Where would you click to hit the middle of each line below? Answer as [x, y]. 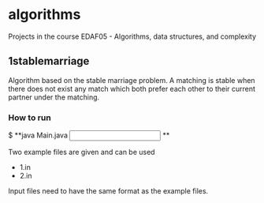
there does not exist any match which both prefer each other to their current [132, 88]
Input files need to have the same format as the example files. [108, 191]
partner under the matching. [54, 97]
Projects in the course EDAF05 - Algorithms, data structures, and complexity [132, 36]
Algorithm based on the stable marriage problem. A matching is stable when [132, 80]
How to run [30, 118]
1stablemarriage [49, 61]
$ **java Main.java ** [89, 135]
